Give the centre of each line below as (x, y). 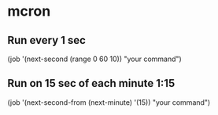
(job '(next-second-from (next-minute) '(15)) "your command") (109, 102)
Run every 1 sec (46, 40)
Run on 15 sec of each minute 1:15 (91, 83)
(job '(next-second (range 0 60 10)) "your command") (94, 59)
